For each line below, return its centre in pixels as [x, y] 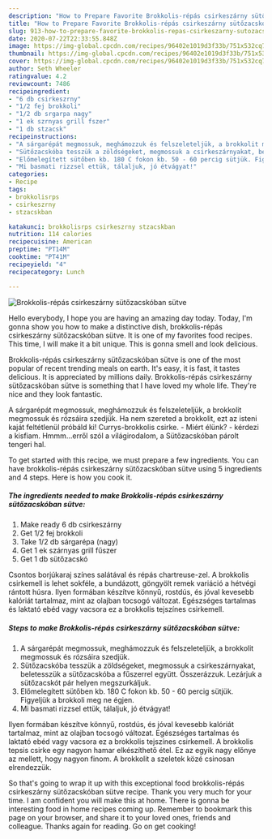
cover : [19, 62]
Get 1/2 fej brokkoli [51, 533]
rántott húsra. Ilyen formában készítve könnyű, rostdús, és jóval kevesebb [132, 592]
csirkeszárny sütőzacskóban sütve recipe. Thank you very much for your [130, 792]
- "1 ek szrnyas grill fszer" [59, 122]
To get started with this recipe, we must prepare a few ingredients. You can [134, 460]
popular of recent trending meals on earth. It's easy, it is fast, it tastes [124, 368]
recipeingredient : [39, 91]
